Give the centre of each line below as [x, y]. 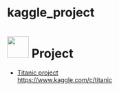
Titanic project [37, 73]
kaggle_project [51, 13]
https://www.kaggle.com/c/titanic [64, 80]
